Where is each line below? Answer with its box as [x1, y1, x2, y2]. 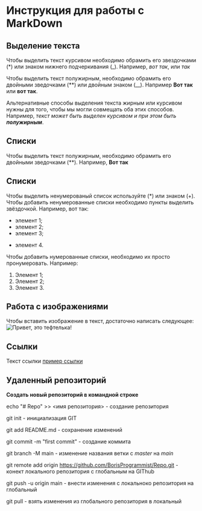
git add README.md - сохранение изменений [6, 426, 122, 434]
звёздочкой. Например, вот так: [6, 205, 89, 212]
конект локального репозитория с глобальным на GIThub [6, 468, 155, 475]
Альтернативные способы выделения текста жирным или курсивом [6, 99, 183, 106]
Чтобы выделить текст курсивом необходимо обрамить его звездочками [6, 57, 197, 63]
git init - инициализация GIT [6, 415, 77, 422]
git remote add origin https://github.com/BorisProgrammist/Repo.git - [6, 461, 178, 469]
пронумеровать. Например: [6, 259, 78, 267]
